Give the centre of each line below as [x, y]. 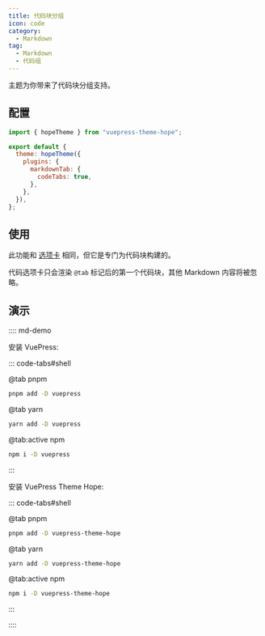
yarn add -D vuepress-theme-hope [65, 563]
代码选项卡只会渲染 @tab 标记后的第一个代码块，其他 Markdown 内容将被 [129, 273]
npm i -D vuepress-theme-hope [59, 594]
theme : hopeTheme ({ [48, 155]
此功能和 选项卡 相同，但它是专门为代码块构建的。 [92, 255]
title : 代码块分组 [36, 16]
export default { [38, 146]
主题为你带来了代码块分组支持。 [61, 85]
